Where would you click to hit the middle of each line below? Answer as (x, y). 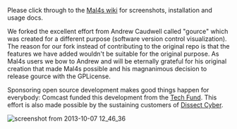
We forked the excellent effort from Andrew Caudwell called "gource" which (118, 31)
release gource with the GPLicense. (59, 76)
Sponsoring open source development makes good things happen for (108, 90)
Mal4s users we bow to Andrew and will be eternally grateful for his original (117, 61)
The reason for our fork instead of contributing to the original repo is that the (119, 46)
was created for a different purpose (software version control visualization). (117, 39)
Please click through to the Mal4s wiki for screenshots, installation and (110, 10)
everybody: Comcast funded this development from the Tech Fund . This (112, 97)
